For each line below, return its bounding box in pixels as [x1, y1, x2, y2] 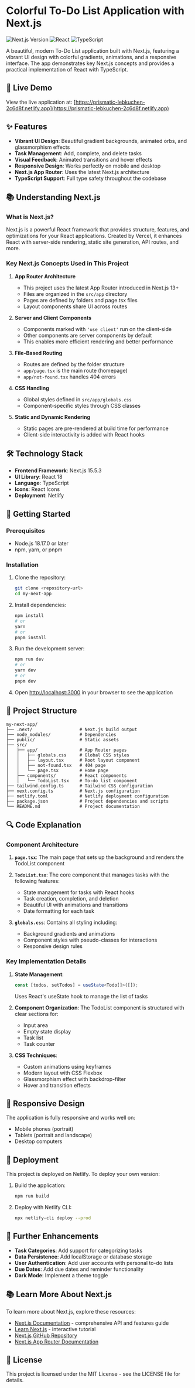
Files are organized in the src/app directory [23, 290, 128, 297]
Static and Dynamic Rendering [14, 413, 91, 420]
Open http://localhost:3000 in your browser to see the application [14, 688, 173, 695]
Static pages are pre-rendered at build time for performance [23, 425, 169, 432]
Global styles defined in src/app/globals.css [23, 395, 132, 403]
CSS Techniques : [14, 1052, 57, 1059]
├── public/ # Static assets [6, 736, 119, 742]
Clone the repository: [14, 574, 66, 581]
